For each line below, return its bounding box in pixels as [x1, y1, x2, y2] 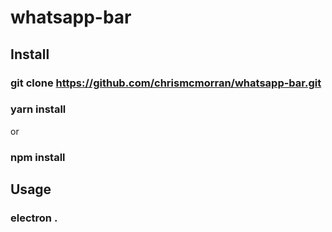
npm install [10, 150, 66, 164]
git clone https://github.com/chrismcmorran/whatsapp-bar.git [10, 76, 322, 90]
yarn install [10, 102, 67, 116]
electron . [10, 211, 58, 225]
